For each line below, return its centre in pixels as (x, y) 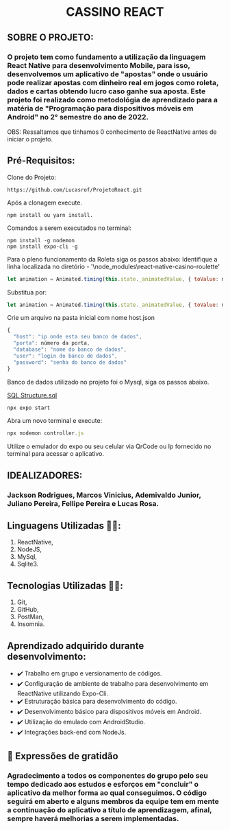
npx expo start (29, 408)
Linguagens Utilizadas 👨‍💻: (64, 526)
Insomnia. (31, 624)
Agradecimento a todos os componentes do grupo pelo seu (108, 776)
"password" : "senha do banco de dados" (70, 362)
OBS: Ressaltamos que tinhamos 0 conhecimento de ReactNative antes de (112, 132)
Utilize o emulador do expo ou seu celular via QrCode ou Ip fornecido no (109, 446)
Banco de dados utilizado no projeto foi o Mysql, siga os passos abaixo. (108, 382)
